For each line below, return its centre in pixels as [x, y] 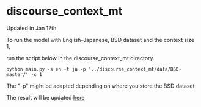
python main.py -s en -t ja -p [46, 69]
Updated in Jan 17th [31, 28]
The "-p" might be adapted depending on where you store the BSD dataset [100, 86]
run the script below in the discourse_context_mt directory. [80, 58]
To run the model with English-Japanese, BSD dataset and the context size [100, 40]
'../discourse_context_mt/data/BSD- [135, 69]
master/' [17, 74]
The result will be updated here [46, 97]
